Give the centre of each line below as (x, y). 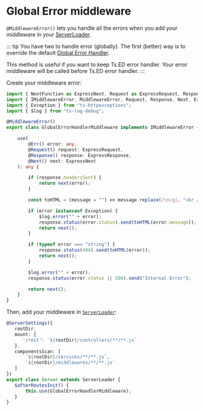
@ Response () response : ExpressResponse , (80, 155)
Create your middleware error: (44, 83)
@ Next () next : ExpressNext (62, 161)
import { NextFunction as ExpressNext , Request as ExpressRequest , (93, 94)
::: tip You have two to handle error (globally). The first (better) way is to (96, 46)
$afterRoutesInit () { (42, 385)
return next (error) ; (65, 184)
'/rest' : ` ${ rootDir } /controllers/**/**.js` (80, 340)
